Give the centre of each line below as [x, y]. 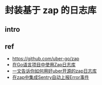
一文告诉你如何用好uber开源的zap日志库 [55, 71]
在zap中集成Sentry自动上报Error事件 [50, 77]
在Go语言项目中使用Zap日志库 [44, 65]
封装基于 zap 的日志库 [51, 10]
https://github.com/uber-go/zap [46, 59]
